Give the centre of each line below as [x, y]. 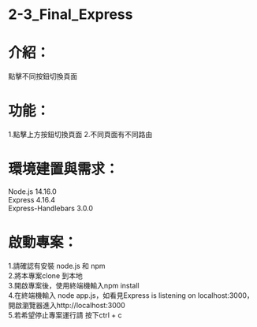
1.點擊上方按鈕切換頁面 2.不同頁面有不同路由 [80, 135]
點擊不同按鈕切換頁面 [43, 76]
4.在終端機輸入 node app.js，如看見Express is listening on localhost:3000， [131, 295]
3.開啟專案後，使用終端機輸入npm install [74, 285]
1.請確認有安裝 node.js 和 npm [57, 266]
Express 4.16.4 [32, 200]
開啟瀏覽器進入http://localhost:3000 [67, 305]
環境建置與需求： [64, 169]
